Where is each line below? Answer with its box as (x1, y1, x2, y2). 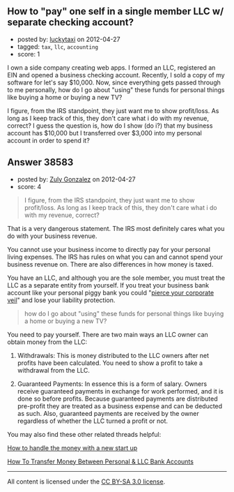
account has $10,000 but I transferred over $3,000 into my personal (7, 128, 202, 137)
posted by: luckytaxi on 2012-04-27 (17, 35, 120, 43)
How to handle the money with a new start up (7, 443, 138, 452)
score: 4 (17, 182, 42, 191)
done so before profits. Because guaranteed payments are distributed (17, 394, 218, 403)
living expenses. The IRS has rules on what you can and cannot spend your (7, 253, 223, 261)
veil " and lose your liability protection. (7, 296, 116, 304)
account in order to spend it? (7, 136, 91, 144)
